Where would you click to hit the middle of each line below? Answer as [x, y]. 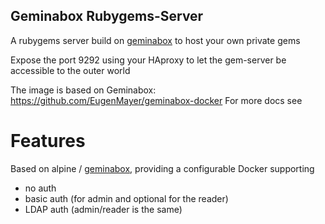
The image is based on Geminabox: [83, 90]
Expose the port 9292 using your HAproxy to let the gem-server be [148, 60]
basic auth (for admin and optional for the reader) [126, 198]
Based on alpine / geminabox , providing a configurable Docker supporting [162, 168]
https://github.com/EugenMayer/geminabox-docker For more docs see [156, 100]
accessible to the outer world [70, 70]
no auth [40, 188]
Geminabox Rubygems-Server [107, 16]
